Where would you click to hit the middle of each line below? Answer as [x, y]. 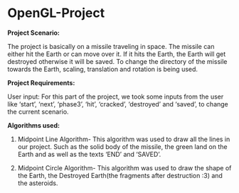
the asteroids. [38, 183]
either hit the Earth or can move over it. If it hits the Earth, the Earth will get [117, 54]
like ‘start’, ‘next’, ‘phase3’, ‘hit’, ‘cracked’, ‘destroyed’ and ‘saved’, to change [118, 104]
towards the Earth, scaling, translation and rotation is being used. [102, 69]
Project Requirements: [41, 82]
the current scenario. [38, 111]
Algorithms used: [34, 125]
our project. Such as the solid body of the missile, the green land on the [122, 146]
